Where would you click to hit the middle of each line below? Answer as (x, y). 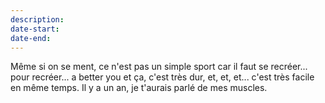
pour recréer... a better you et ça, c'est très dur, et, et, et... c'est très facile (162, 77)
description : (37, 19)
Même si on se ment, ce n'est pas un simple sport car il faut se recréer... (159, 67)
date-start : (35, 29)
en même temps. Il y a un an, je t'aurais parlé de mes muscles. (139, 88)
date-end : (31, 38)
